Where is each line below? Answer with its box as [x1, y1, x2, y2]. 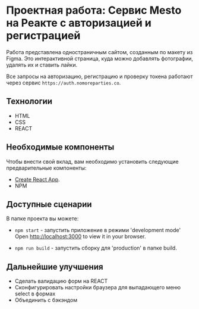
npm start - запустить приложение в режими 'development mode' [14, 227, 181, 234]
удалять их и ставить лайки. [6, 61, 78, 68]
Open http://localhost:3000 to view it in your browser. [14, 233, 147, 240]
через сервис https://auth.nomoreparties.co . [6, 79, 121, 86]
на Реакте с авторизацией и [6, 16, 151, 30]
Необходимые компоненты [6, 142, 115, 152]
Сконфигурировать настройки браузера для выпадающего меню [14, 284, 181, 291]
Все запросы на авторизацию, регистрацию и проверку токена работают [6, 73, 193, 80]
